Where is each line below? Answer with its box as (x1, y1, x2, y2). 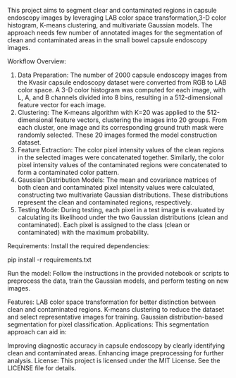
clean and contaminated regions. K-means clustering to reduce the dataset (7, 305, 225, 313)
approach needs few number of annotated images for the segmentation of (7, 28, 223, 37)
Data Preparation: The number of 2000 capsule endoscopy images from (17, 71, 228, 79)
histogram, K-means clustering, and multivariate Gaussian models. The (7, 21, 213, 29)
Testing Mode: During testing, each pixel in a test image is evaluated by (17, 206, 225, 214)
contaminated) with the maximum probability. (17, 228, 149, 236)
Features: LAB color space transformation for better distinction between (7, 298, 216, 306)
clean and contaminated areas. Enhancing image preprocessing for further (7, 349, 224, 357)
